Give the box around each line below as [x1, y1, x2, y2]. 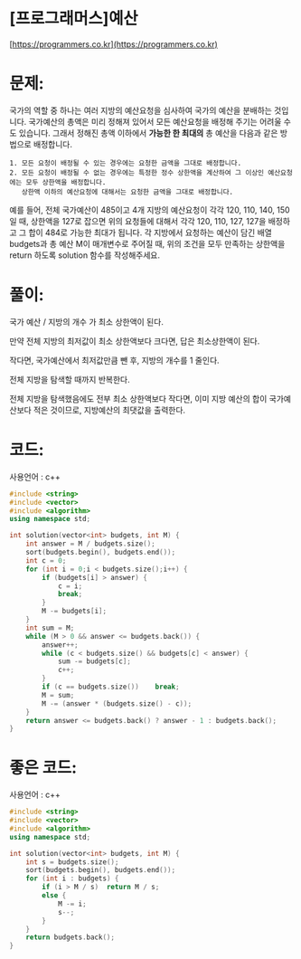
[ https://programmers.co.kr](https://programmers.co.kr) [9, 38, 219, 50]
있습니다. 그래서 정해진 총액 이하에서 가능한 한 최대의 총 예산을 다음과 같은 [18, 128, 278, 138]
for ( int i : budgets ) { [25, 874, 119, 883]
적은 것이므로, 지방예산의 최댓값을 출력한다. [33, 404, 186, 415]
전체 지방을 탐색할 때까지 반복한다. [9, 374, 130, 385]
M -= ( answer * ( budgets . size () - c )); [42, 698, 193, 708]
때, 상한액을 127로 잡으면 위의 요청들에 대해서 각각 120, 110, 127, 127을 [18, 215, 267, 226]
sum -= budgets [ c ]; [57, 657, 131, 666]
